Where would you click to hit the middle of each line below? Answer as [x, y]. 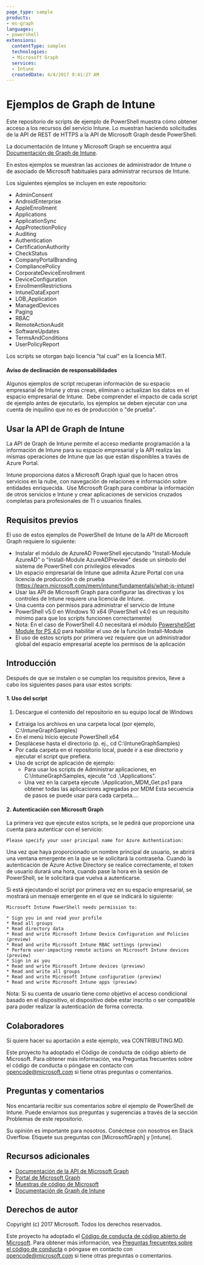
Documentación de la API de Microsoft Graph [72, 1171]
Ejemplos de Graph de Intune [81, 105]
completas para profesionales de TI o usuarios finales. [75, 501]
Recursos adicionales [48, 1157]
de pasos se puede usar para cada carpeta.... [81, 796]
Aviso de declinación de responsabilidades [62, 370]
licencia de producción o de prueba [60, 579]
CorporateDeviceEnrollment [50, 273]
